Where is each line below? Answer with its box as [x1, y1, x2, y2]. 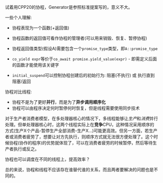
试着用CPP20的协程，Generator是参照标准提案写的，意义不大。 [5, 4, 132, 10]
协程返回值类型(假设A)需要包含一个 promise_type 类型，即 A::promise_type [12, 46, 158, 51]
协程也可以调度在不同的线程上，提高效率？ [5, 156, 90, 162]
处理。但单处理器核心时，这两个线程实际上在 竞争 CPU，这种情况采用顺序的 [5, 122, 154, 128]
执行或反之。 [13, 146, 39, 152]
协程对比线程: [5, 89, 33, 94]
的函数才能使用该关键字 [12, 62, 59, 68]
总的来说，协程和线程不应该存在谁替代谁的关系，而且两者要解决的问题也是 [5, 167, 154, 172]
